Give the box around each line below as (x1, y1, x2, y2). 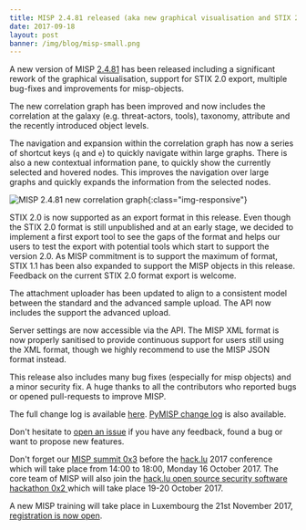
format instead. (9, 354, 66, 365)
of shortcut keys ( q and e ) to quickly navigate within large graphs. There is (9, 148, 288, 159)
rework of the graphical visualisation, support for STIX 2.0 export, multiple (9, 74, 288, 85)
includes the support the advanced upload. (9, 307, 171, 318)
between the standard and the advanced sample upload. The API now (9, 297, 271, 308)
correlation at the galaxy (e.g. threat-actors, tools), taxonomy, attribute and (9, 110, 291, 121)
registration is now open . (9, 510, 103, 521)
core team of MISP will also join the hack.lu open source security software (9, 473, 289, 484)
